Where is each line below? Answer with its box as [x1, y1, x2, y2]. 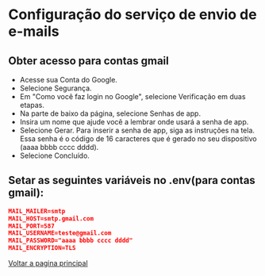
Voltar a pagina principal [8, 259, 89, 268]
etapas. [19, 101, 45, 109]
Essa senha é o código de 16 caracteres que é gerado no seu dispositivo [19, 134, 257, 144]
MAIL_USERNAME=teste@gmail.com [8, 229, 112, 237]
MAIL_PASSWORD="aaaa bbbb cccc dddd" [8, 236, 133, 245]
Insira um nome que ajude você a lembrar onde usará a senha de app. [19, 117, 249, 126]
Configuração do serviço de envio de [8, 6, 257, 24]
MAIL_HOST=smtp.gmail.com [8, 214, 94, 223]
